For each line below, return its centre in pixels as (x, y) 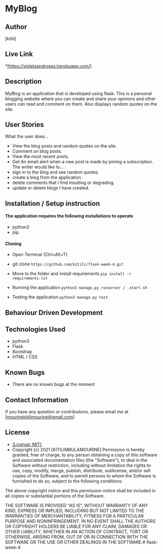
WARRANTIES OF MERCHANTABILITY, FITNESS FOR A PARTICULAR (74, 516)
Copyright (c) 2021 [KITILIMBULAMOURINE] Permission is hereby (78, 449)
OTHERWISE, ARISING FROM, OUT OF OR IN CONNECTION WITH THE (77, 537)
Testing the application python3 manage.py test (60, 297)
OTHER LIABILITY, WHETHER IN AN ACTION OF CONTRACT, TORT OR (77, 531)
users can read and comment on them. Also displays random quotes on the (81, 104)
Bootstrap (22, 352)
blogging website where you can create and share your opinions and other (81, 99)
